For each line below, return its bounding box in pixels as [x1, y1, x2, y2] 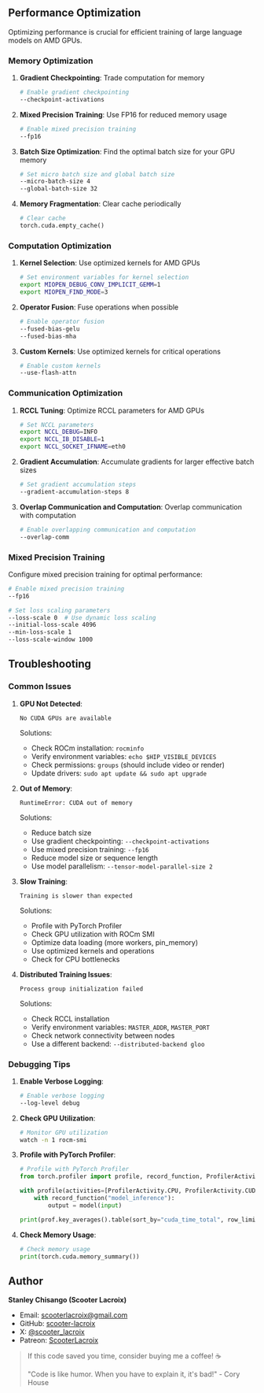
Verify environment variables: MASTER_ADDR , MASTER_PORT [31, 1022, 211, 1032]
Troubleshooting [8, 658, 92, 671]
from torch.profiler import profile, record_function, [19, 1173, 203, 1180]
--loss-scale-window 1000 [8, 635, 93, 644]
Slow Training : [19, 876, 68, 886]
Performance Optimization [8, 6, 141, 20]
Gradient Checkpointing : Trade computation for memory [19, 73, 205, 83]
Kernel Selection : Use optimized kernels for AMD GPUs [19, 258, 200, 268]
